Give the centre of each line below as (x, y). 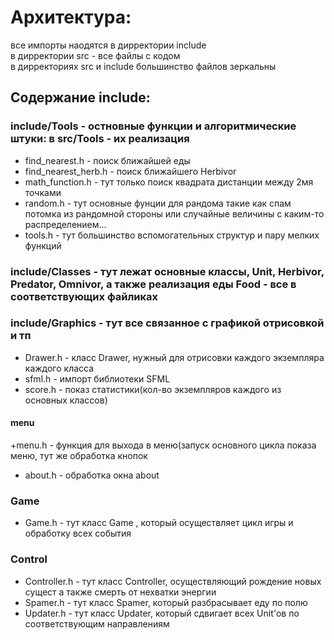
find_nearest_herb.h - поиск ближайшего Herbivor (130, 171)
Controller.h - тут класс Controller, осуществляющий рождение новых (173, 581)
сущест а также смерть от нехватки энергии (120, 592)
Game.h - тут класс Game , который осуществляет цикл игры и (159, 523)
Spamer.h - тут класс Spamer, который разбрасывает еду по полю (166, 602)
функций (43, 245)
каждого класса (59, 368)
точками (43, 192)
